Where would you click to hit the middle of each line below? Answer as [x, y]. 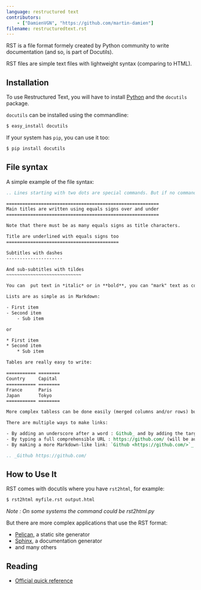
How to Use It [31, 474]
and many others [36, 547]
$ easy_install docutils [37, 126]
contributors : [24, 17]
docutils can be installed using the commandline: [67, 115]
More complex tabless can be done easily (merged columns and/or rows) [97, 412]
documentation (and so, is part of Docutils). [60, 52]
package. [18, 103]
